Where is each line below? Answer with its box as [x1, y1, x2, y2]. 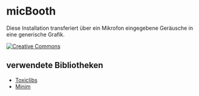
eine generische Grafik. [6, 30, 65, 38]
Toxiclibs [15, 76, 38, 83]
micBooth [6, 4, 56, 18]
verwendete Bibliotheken [6, 60, 104, 70]
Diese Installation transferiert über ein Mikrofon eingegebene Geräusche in [6, 24, 193, 32]
